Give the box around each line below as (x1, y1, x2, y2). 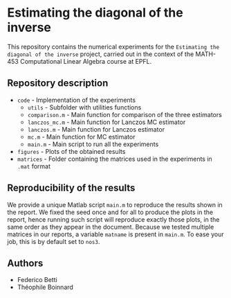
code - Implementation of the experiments (17, 96, 136, 104)
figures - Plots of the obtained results (17, 147, 126, 155)
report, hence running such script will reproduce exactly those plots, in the (7, 215, 220, 223)
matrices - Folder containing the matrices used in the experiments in (17, 155, 212, 163)
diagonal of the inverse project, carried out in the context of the (7, 50, 194, 58)
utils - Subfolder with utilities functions (27, 103, 142, 112)
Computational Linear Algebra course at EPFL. (19, 57, 152, 65)
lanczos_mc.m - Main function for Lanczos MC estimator (27, 118, 186, 126)
